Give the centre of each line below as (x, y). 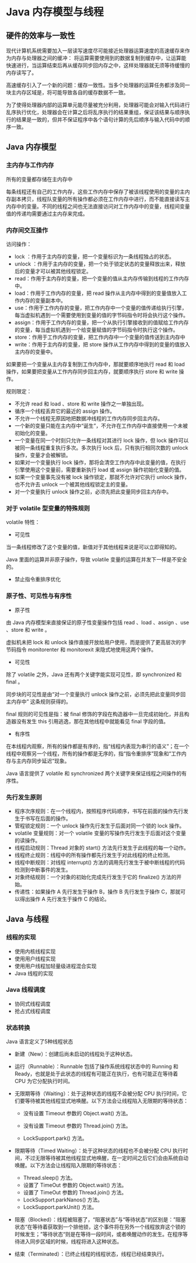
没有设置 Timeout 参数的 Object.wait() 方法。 (77, 1114)
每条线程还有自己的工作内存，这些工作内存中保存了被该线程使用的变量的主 (95, 192)
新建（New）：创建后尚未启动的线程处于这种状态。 (75, 1054)
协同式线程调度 (32, 1003)
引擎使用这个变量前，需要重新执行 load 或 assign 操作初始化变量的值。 (99, 469)
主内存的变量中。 (35, 352)
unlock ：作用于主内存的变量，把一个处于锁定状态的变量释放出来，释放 (100, 264)
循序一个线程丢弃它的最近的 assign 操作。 (65, 411)
